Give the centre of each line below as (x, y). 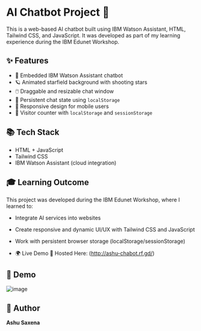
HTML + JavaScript (39, 150)
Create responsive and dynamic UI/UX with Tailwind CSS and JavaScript (105, 230)
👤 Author (23, 308)
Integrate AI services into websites (58, 218)
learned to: (20, 206)
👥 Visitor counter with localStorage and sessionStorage (83, 112)
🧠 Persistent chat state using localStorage (67, 99)
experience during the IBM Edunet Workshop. (63, 42)
